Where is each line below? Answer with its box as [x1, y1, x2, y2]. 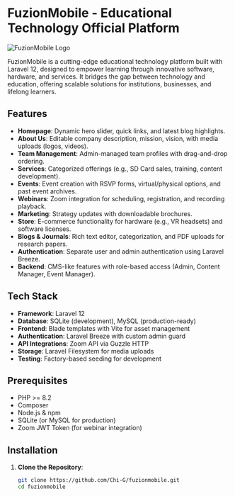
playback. [17, 202, 47, 210]
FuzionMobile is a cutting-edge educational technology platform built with [7, 57, 223, 65]
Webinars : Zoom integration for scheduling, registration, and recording [17, 194, 225, 203]
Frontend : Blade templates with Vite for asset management [17, 324, 190, 332]
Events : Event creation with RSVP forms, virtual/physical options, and [17, 179, 221, 188]
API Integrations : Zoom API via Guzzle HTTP [17, 339, 149, 348]
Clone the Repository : [17, 463, 84, 472]
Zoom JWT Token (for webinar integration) [17, 424, 143, 432]
